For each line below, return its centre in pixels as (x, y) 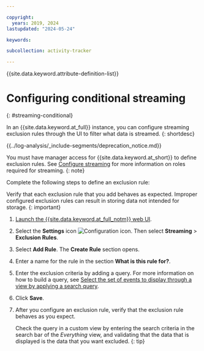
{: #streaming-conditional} (40, 115)
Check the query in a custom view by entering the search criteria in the (105, 328)
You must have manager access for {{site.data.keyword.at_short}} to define (102, 157)
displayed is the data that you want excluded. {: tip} (80, 341)
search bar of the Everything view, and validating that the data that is (102, 335)
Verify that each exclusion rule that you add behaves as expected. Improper (102, 194)
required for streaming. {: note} (46, 171)
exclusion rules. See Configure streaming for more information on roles (96, 164)
